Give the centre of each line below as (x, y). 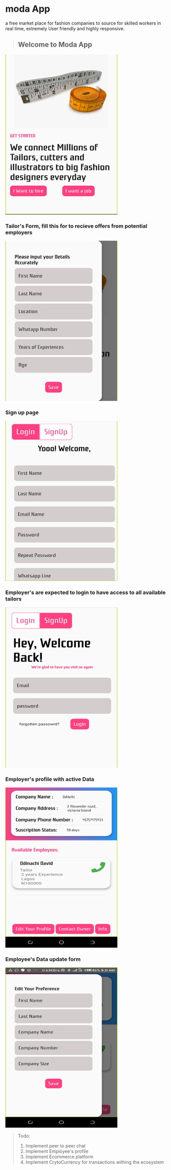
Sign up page (22, 412)
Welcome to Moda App (55, 45)
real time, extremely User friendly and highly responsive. (65, 28)
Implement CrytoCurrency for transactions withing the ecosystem (95, 1162)
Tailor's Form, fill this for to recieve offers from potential (76, 226)
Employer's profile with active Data (50, 779)
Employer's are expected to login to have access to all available (85, 592)
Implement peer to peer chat (56, 1146)
